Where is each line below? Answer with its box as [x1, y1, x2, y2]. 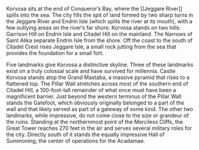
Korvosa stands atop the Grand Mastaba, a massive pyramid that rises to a [6, 74, 190, 81]
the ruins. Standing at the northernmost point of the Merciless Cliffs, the [6, 118, 183, 125]
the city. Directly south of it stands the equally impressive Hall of [6, 131, 165, 138]
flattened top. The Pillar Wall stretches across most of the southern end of [6, 80, 188, 87]
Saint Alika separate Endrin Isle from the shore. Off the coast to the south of [6, 37, 193, 44]
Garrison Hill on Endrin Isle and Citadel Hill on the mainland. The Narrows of [6, 30, 193, 38]
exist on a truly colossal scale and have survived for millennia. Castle [6, 68, 176, 74]
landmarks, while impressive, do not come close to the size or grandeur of [6, 112, 189, 119]
